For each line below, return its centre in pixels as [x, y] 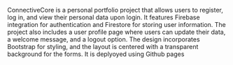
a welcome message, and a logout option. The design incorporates [104, 39]
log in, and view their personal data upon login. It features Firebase [104, 17]
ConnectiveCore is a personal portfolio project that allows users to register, [115, 10]
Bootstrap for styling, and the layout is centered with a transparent [103, 47]
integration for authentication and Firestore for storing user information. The [116, 25]
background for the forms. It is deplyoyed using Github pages [96, 54]
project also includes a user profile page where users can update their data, [116, 32]
